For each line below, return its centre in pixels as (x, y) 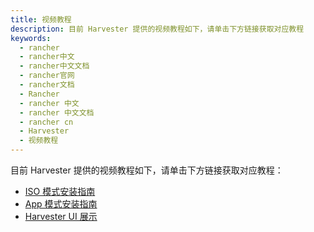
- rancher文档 (47, 85)
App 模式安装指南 (61, 204)
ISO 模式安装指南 (60, 191)
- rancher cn (46, 122)
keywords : (31, 38)
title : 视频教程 (41, 19)
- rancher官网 (47, 76)
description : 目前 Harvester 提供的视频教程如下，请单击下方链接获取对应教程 (157, 29)
